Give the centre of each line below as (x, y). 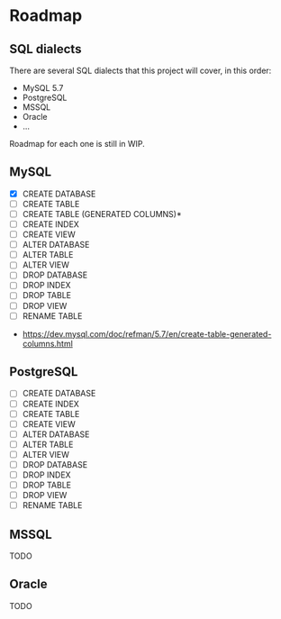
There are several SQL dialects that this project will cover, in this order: (140, 70)
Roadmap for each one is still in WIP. (77, 144)
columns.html (48, 343)
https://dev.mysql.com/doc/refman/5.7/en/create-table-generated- (147, 333)
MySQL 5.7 (43, 88)
